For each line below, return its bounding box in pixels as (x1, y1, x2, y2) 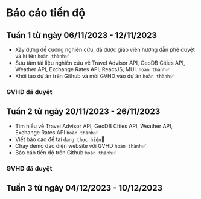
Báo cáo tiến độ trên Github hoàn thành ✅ (14, 148, 116, 156)
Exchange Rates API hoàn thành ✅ (14, 128, 98, 136)
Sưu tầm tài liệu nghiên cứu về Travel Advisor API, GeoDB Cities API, (14, 59, 185, 66)
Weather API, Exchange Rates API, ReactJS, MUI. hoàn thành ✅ (14, 66, 171, 72)
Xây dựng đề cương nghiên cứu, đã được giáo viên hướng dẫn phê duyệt (14, 46, 195, 53)
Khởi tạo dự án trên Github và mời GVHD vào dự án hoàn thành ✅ (14, 72, 175, 80)
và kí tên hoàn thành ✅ (14, 52, 69, 60)
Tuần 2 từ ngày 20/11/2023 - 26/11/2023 (6, 106, 161, 117)
